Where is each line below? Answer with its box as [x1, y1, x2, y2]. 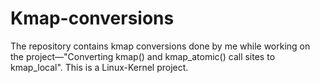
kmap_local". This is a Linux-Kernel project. [10, 61, 189, 73]
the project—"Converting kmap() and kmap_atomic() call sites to [10, 50, 276, 62]
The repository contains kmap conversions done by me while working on [10, 40, 311, 52]
